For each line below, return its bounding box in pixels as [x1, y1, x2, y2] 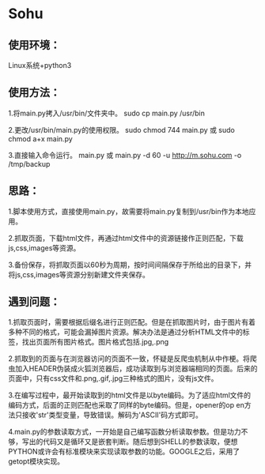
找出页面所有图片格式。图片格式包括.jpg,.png [21, 337, 169, 347]
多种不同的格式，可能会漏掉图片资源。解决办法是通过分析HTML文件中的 [8, 327, 244, 337]
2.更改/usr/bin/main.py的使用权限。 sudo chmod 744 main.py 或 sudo [8, 125, 235, 134]
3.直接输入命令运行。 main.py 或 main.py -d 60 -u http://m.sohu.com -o [8, 150, 242, 160]
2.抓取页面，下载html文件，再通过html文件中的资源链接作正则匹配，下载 [8, 233, 244, 243]
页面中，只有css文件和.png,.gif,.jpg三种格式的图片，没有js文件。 [8, 374, 219, 383]
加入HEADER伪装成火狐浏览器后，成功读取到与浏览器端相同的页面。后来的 [14, 364, 259, 374]
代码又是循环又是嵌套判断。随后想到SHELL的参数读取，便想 [42, 437, 238, 446]
